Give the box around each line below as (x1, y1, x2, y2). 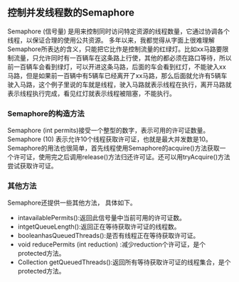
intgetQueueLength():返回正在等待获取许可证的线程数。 (17, 222, 181, 231)
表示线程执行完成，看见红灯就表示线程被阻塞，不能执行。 (7, 89, 176, 97)
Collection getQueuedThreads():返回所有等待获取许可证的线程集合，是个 (17, 258, 231, 266)
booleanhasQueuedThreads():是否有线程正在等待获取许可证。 (17, 232, 200, 240)
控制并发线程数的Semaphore (7, 6, 135, 19)
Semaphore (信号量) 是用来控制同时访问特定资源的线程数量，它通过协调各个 (7, 27, 230, 36)
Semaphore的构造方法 (7, 109, 85, 119)
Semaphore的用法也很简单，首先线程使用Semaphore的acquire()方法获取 (7, 144, 220, 153)
